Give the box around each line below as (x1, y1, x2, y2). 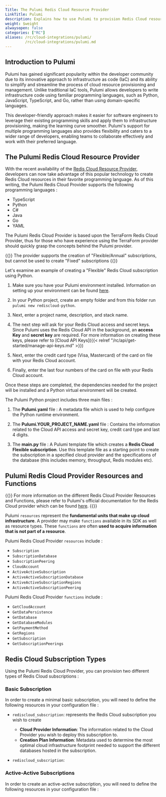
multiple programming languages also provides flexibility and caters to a (5, 128, 152, 134)
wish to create (12, 717, 41, 723)
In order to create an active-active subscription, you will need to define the (5, 781, 157, 787)
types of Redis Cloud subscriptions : (5, 673, 79, 679)
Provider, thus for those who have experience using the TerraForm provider (5, 238, 159, 244)
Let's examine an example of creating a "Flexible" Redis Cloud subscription (5, 267, 158, 273)
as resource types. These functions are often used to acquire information (5, 523, 157, 529)
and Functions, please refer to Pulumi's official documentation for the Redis (5, 498, 159, 504)
